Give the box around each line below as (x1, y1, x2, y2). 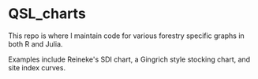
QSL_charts (8, 5, 87, 23)
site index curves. (8, 62, 65, 72)
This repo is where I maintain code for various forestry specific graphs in (8, 31, 245, 40)
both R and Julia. (8, 39, 63, 48)
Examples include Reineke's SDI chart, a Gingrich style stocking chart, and (8, 55, 251, 64)
